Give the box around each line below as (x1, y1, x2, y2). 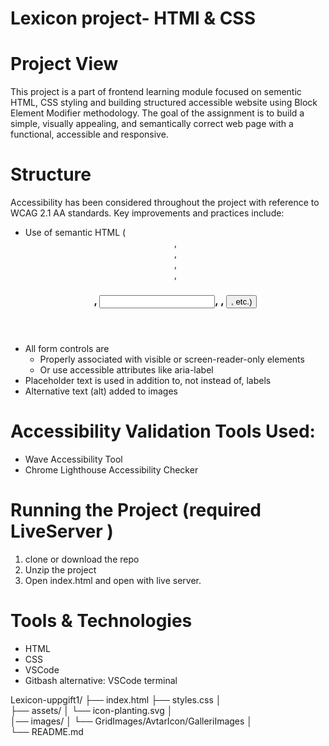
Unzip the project (24, 563, 97, 576)
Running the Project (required (10, 499, 262, 522)
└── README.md (10, 725, 84, 737)
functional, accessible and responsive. (10, 128, 169, 141)
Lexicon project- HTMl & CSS (10, 7, 257, 30)
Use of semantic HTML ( (24, 227, 127, 239)
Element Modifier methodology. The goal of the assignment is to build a (10, 107, 305, 119)
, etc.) (231, 296, 253, 307)
